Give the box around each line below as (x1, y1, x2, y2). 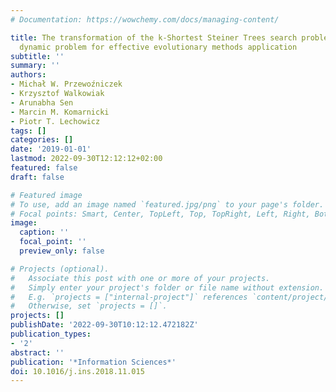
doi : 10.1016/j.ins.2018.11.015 (10, 366, 145, 376)
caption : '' (19, 227, 70, 238)
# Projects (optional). (10, 264, 110, 274)
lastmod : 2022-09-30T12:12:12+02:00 (10, 154, 163, 164)
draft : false (10, 172, 65, 182)
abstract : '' (10, 347, 65, 358)
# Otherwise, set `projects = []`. (10, 301, 168, 311)
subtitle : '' (10, 51, 65, 61)
